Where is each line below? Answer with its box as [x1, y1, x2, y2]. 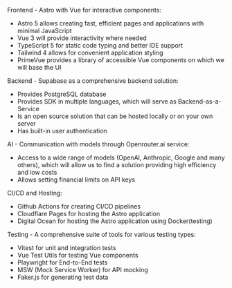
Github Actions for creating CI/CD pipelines [17, 202, 141, 210]
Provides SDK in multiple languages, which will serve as [17, 97, 177, 106]
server [17, 119, 36, 127]
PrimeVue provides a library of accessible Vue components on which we [17, 56, 225, 64]
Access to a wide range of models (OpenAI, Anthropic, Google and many [17, 153, 225, 162]
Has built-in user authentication [17, 127, 107, 135]
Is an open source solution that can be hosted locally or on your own [17, 112, 213, 120]
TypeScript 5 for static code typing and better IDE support [17, 41, 184, 49]
